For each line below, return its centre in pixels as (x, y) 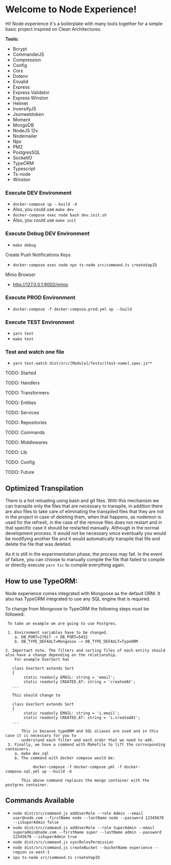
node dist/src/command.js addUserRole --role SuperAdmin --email (83, 828)
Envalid (20, 81)
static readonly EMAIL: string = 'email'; (69, 678)
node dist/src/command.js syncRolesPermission (63, 842)
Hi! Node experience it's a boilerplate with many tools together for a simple (84, 24)
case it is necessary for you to (41, 736)
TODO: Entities (21, 403)
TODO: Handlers (22, 383)
